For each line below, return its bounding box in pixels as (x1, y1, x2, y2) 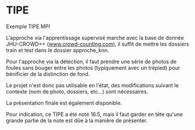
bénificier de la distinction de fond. (6, 70, 90, 77)
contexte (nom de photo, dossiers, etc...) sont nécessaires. (6, 88, 148, 95)
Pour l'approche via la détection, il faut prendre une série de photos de (6, 58, 177, 65)
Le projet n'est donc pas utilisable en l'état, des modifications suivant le (6, 81, 179, 88)
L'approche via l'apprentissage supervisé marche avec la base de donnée (6, 34, 184, 41)
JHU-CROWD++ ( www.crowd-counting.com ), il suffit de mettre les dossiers (6, 40, 189, 47)
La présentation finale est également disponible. (6, 99, 122, 106)
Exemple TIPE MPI (6, 23, 50, 30)
